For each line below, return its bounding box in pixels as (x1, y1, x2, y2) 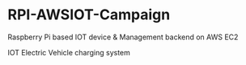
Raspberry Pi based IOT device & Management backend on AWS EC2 (7, 32, 239, 42)
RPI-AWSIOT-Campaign (7, 6, 171, 24)
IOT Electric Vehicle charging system (7, 47, 131, 57)
